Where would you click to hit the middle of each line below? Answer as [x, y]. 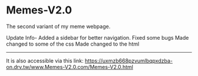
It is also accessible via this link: [45, 61]
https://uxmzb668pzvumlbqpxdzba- [128, 61]
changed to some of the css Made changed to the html [73, 44]
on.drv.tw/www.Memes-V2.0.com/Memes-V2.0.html [70, 67]
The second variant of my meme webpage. [58, 26]
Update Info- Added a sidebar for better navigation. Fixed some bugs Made [98, 37]
